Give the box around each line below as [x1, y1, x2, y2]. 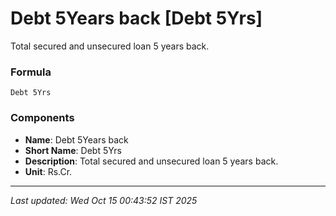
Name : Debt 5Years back [24, 133, 129, 146]
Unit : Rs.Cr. [24, 165, 73, 177]
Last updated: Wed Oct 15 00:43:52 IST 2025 [10, 194, 198, 206]
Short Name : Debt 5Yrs [24, 144, 122, 156]
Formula [10, 65, 52, 79]
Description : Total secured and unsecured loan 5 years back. [24, 155, 279, 167]
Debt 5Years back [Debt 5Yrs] [10, 7, 263, 30]
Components [10, 111, 75, 125]
